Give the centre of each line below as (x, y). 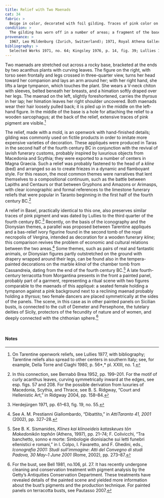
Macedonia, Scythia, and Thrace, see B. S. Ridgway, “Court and (76, 390)
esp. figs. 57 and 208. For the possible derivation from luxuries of (78, 384)
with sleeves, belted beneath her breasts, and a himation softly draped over (81, 91)
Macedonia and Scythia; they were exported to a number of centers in (76, 158)
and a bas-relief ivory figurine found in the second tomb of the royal (73, 232)
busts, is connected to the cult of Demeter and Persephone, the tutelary (77, 307)
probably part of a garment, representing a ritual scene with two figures (77, 281)
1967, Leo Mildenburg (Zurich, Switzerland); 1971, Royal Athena (77, 42)
